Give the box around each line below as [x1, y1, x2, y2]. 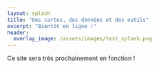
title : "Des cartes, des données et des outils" [7, 16, 149, 23]
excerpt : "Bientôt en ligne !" [7, 23, 97, 29]
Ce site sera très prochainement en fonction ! [7, 54, 136, 62]
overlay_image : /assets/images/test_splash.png [13, 36, 153, 42]
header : [7, 29, 30, 36]
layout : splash [7, 10, 51, 17]
